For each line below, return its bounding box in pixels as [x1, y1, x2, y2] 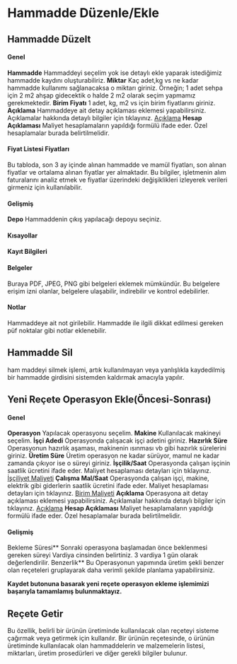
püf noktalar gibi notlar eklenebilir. [7, 326, 107, 334]
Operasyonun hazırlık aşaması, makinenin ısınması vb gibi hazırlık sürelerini [7, 444, 226, 453]
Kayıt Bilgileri [7, 247, 47, 256]
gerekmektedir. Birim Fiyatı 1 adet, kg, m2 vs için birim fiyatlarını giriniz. [7, 98, 216, 107]
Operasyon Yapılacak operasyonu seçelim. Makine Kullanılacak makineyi [7, 429, 221, 438]
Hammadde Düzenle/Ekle [7, 5, 160, 21]
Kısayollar [7, 231, 37, 240]
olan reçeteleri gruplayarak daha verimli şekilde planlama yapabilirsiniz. [7, 566, 215, 574]
